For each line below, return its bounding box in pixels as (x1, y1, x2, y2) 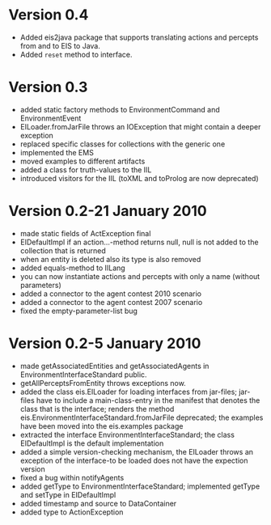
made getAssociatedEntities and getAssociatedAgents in (19, 361, 210, 370)
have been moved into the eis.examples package (19, 421, 184, 430)
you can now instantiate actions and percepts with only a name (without (19, 271, 260, 281)
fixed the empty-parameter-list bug (19, 306, 138, 315)
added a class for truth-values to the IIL (19, 164, 152, 175)
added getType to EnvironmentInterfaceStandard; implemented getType (19, 481, 260, 491)
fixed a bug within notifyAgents (19, 472, 125, 482)
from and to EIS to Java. (19, 40, 101, 50)
